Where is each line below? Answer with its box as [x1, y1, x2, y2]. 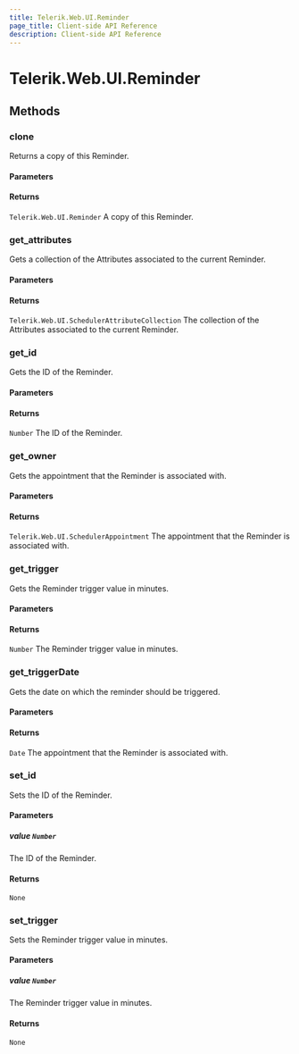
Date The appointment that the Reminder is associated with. [9, 747, 228, 757]
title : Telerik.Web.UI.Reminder [9, 13, 129, 22]
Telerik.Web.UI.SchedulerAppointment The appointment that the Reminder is [9, 531, 290, 541]
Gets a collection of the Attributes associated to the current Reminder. [9, 254, 266, 264]
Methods [9, 104, 61, 119]
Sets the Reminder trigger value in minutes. [9, 934, 168, 945]
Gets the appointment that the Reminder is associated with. [9, 470, 228, 481]
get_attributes [9, 233, 72, 246]
